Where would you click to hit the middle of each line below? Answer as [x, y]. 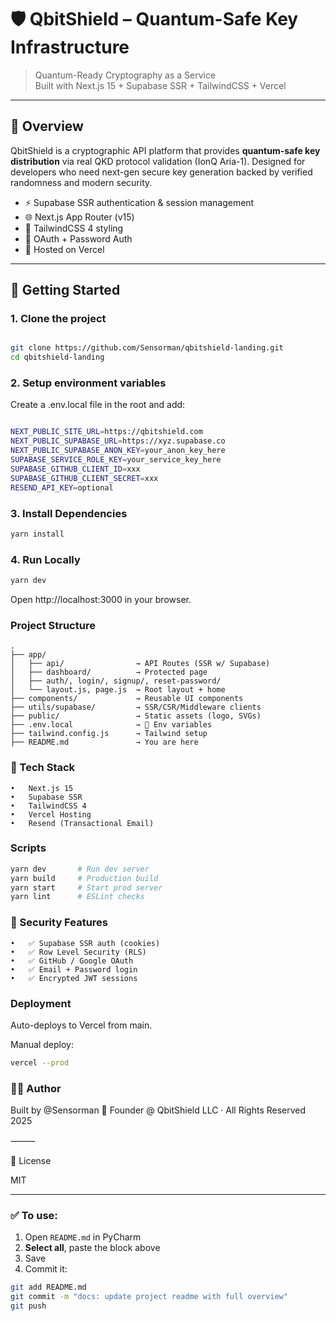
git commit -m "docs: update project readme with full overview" [149, 1297]
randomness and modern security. [81, 182]
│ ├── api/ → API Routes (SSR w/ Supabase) [140, 664]
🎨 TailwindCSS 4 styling [74, 228]
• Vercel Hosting [51, 814]
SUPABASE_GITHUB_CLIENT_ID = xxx [75, 469]
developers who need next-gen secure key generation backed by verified [161, 172]
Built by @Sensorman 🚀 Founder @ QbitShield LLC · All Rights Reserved [158, 1110]
